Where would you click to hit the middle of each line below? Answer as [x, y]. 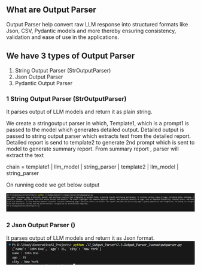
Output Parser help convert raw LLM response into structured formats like [97, 24]
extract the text [25, 155]
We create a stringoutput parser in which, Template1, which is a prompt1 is [98, 123]
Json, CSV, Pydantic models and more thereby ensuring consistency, [91, 31]
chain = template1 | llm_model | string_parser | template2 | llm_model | [92, 167]
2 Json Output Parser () [41, 225]
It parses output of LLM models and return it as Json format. [80, 238]
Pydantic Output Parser [44, 83]
